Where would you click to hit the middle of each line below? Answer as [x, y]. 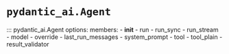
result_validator [28, 44]
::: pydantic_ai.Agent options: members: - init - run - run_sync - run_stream [112, 29]
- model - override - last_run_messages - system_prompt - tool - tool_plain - [114, 37]
